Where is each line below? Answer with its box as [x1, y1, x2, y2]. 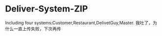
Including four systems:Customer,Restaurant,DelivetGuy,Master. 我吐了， [5, 20, 153, 25]
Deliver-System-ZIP [5, 3, 88, 14]
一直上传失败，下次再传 [13, 25, 61, 32]
